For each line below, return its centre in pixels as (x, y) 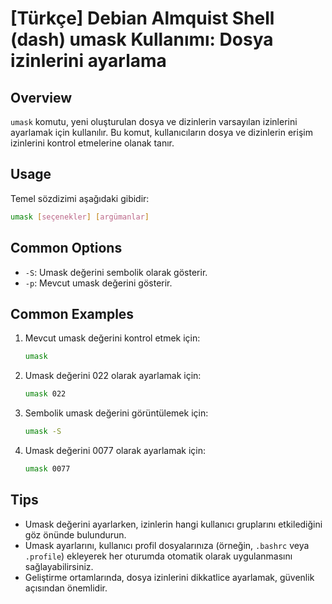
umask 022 (45, 394)
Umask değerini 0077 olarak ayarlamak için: (115, 450)
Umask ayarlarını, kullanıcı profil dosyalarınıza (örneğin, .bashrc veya (167, 545)
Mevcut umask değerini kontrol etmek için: (112, 338)
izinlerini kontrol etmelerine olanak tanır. (92, 143)
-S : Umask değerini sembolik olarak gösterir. (116, 272)
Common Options (66, 248)
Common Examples (72, 313)
